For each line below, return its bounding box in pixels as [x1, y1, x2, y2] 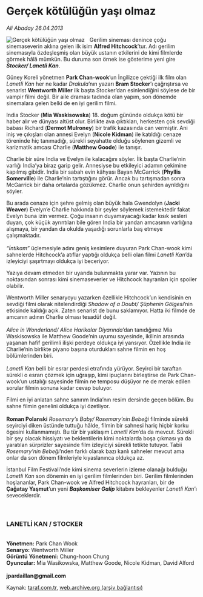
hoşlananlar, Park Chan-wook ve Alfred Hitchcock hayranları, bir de [6, 479, 175, 486]
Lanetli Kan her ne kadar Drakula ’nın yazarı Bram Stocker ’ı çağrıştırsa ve [6, 80, 188, 87]
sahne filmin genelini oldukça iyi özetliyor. [6, 402, 110, 409]
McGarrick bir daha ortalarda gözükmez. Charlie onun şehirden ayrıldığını [6, 181, 190, 188]
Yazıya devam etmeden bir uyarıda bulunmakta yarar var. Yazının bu [6, 269, 176, 276]
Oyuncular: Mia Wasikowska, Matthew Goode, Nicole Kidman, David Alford [6, 559, 195, 567]
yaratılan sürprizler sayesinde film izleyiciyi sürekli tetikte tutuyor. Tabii [6, 441, 182, 448]
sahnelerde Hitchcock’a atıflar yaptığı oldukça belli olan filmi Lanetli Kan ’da [6, 251, 193, 258]
